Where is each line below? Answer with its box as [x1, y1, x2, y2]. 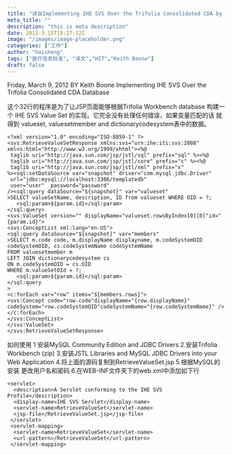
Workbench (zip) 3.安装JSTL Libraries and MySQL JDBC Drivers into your [7, 349, 217, 357]
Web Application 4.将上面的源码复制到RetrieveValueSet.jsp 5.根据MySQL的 [7, 357, 220, 366]
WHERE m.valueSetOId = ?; [7, 267, 82, 274]
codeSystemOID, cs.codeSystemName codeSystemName [7, 242, 154, 249]
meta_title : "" [7, 17, 51, 24]
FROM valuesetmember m [7, 249, 73, 256]
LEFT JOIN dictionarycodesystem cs [7, 254, 110, 262]
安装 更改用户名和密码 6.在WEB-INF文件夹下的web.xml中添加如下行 [7, 366, 199, 375]
